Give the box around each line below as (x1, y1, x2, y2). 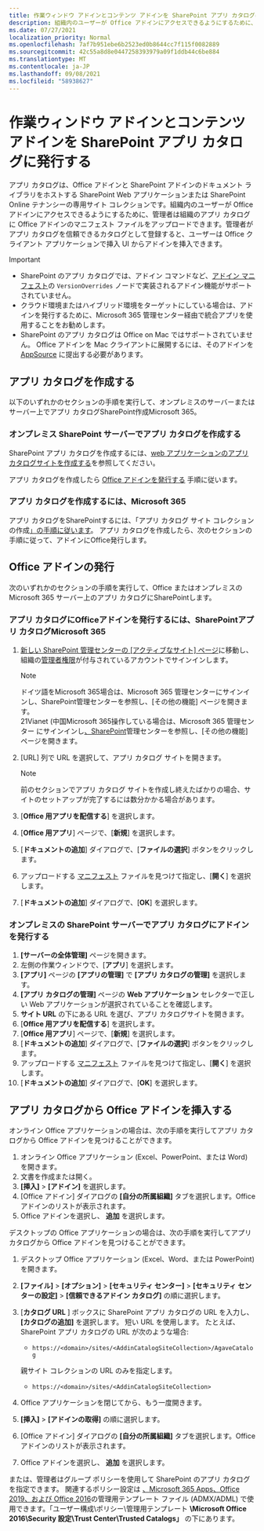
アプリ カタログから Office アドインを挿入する (9, 1103, 233, 1117)
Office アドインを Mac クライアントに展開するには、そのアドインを (35, 340, 254, 350)
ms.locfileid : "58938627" (9, 77, 93, 85)
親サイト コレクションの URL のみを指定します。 (20, 1366, 177, 1375)
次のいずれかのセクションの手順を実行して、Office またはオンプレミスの (9, 582, 243, 592)
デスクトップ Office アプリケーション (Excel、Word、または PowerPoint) (20, 1254, 255, 1264)
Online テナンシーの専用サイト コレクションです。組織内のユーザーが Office (9, 200, 254, 209)
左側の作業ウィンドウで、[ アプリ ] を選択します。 (20, 960, 178, 970)
